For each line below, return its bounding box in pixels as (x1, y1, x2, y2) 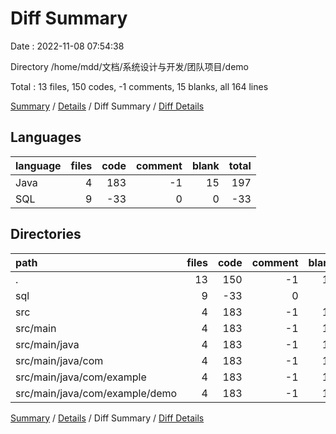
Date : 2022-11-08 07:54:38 (10, 40, 125, 52)
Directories (10, 226, 82, 243)
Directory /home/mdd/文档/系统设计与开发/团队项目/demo (10, 60, 249, 72)
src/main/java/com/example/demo (15, 386, 178, 400)
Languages (10, 129, 82, 146)
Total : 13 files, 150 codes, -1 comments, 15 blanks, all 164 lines (10, 80, 269, 92)
